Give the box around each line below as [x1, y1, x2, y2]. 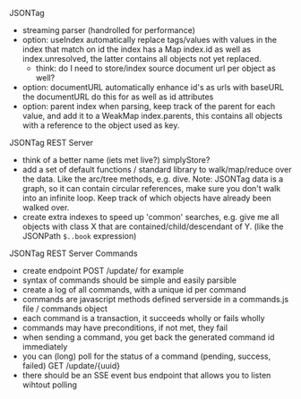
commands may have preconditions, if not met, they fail [21, 322, 228, 333]
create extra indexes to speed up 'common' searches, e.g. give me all [21, 212, 279, 222]
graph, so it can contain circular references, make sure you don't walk [21, 183, 281, 193]
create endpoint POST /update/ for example [21, 266, 185, 276]
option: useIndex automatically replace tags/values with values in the [21, 35, 278, 45]
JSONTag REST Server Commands [9, 248, 138, 259]
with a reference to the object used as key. [21, 120, 180, 131]
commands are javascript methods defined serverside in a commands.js [21, 294, 289, 304]
